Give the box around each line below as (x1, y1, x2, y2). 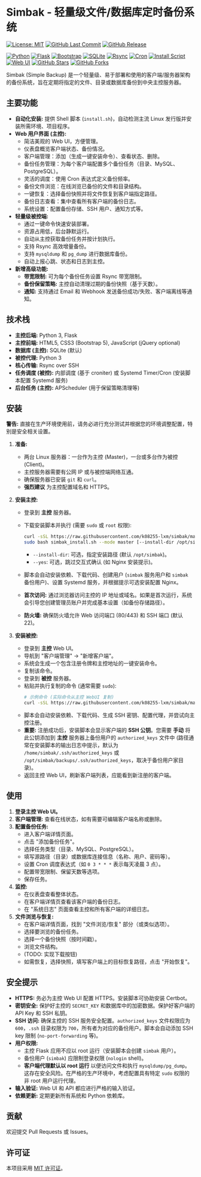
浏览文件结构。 (23, 943, 61, 950)
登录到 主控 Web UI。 (23, 645, 77, 652)
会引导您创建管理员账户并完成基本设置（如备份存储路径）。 (23, 599, 169, 607)
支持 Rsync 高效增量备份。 (23, 243, 90, 250)
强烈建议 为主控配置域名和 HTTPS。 (23, 483, 112, 491)
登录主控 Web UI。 (14, 808, 61, 815)
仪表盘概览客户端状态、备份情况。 (23, 145, 108, 152)
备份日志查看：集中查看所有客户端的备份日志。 (23, 198, 139, 205)
